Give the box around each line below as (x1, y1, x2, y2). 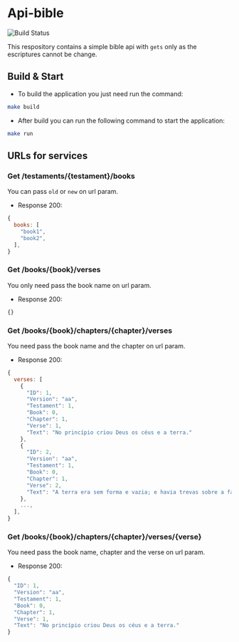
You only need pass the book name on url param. (7, 281, 152, 289)
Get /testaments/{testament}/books (7, 171, 135, 181)
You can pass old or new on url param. (7, 187, 119, 196)
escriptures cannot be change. (7, 50, 97, 58)
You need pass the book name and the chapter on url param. (7, 341, 186, 350)
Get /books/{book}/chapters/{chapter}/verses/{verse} (7, 532, 202, 542)
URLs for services (7, 150, 88, 162)
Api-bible (7, 5, 64, 21)
